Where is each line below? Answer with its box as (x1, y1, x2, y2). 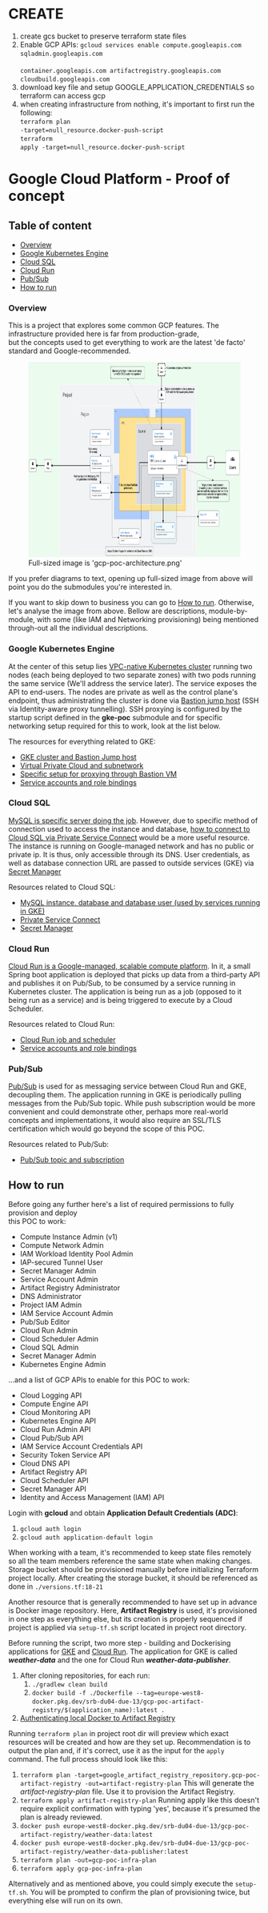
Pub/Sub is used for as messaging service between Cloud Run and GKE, (8, 1081, 246, 1091)
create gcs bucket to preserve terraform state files (19, 31, 186, 41)
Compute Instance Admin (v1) (19, 1232, 118, 1241)
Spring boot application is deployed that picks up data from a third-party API (8, 970, 261, 980)
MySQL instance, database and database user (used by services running (19, 897, 261, 907)
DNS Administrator (19, 1292, 82, 1301)
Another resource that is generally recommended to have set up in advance (8, 1598, 258, 1607)
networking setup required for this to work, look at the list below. (8, 721, 222, 731)
